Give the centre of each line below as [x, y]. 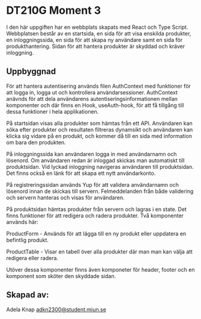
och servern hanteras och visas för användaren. [65, 197]
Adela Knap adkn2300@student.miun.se [56, 309]
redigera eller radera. [32, 258]
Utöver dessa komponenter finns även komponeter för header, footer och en [100, 269]
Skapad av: [28, 295]
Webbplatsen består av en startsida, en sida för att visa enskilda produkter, [99, 33]
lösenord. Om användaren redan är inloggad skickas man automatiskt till [95, 160]
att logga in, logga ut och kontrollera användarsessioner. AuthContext [92, 92]
